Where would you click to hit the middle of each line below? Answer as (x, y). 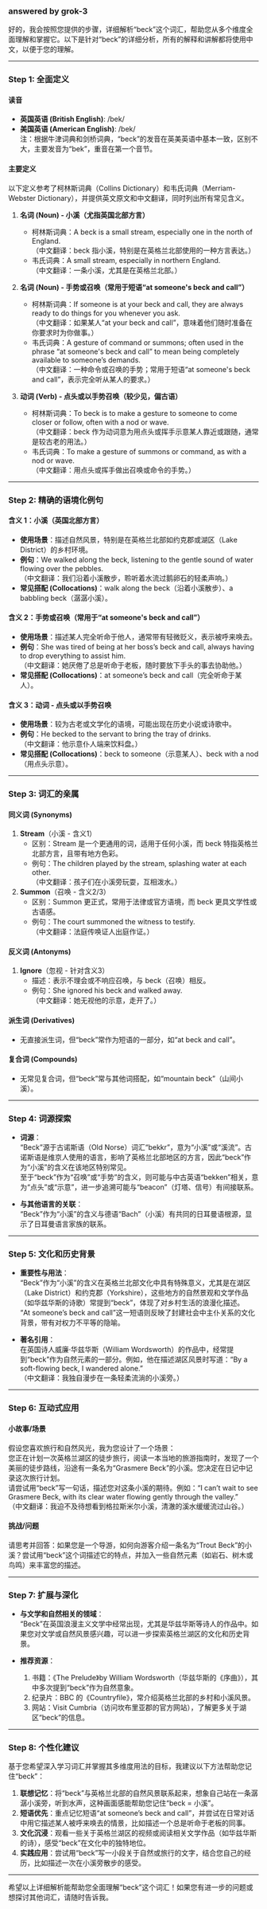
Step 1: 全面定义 (39, 80)
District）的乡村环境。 (56, 549)
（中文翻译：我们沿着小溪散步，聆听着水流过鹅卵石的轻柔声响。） (126, 578)
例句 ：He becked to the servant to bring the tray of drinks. (115, 734)
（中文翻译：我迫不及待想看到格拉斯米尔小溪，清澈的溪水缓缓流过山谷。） (128, 1506)
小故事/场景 (27, 1429)
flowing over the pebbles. (62, 568)
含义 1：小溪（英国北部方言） (56, 520)
